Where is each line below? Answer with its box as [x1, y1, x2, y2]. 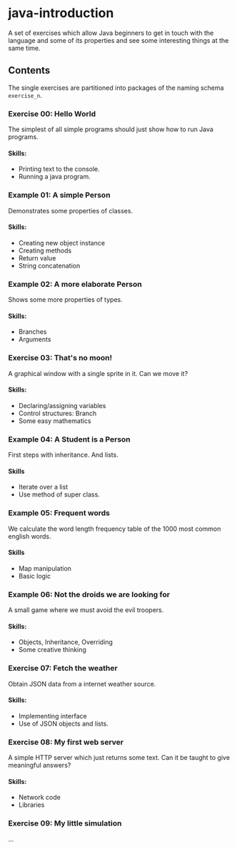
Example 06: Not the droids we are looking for [8, 589, 171, 599]
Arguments [18, 335, 51, 344]
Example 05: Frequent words [8, 508, 110, 518]
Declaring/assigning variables [18, 401, 106, 410]
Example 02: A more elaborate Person [8, 279, 142, 289]
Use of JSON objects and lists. [18, 719, 109, 728]
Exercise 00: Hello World [8, 108, 96, 118]
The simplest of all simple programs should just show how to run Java [8, 125, 213, 133]
